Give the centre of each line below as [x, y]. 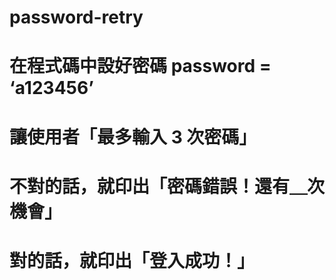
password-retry [76, 17]
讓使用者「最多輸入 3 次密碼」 [133, 137]
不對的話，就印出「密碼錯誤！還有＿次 [167, 186]
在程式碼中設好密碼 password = [140, 66]
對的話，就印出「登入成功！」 [132, 260]
